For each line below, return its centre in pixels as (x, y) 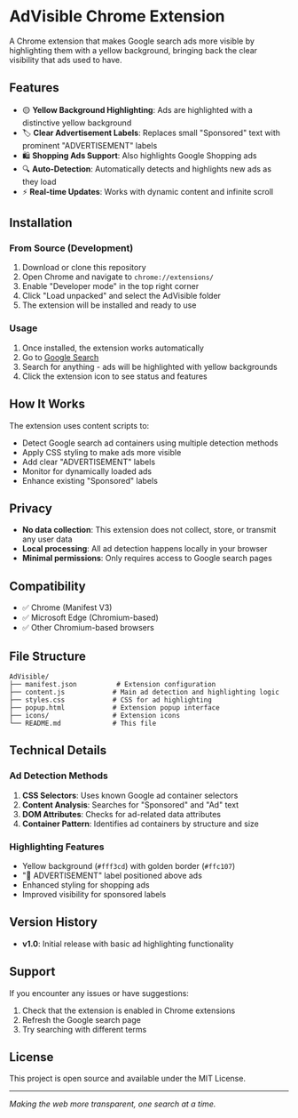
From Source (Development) (71, 248)
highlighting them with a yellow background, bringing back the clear (133, 50)
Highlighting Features (57, 847)
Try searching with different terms (84, 1029)
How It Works (47, 404)
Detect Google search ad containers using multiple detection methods (150, 443)
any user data (47, 539)
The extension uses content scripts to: (79, 425)
